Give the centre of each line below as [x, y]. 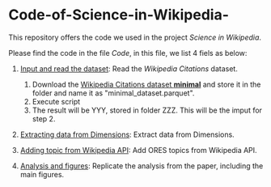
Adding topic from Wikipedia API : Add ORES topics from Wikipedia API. [138, 150]
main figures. [42, 174]
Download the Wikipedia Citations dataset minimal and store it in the [146, 84]
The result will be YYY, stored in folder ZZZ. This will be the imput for [147, 110]
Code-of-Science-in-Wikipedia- [119, 15]
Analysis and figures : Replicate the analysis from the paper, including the [142, 166]
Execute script [56, 101]
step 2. [44, 118]
